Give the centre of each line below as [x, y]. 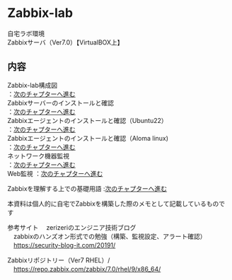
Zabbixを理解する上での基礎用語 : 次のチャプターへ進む [87, 188]
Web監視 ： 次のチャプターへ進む [55, 173]
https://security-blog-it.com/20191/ [65, 245]
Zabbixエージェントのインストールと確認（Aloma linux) [88, 138]
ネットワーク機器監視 [38, 156]
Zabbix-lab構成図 [33, 85]
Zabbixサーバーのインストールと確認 [61, 103]
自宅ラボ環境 [26, 33]
